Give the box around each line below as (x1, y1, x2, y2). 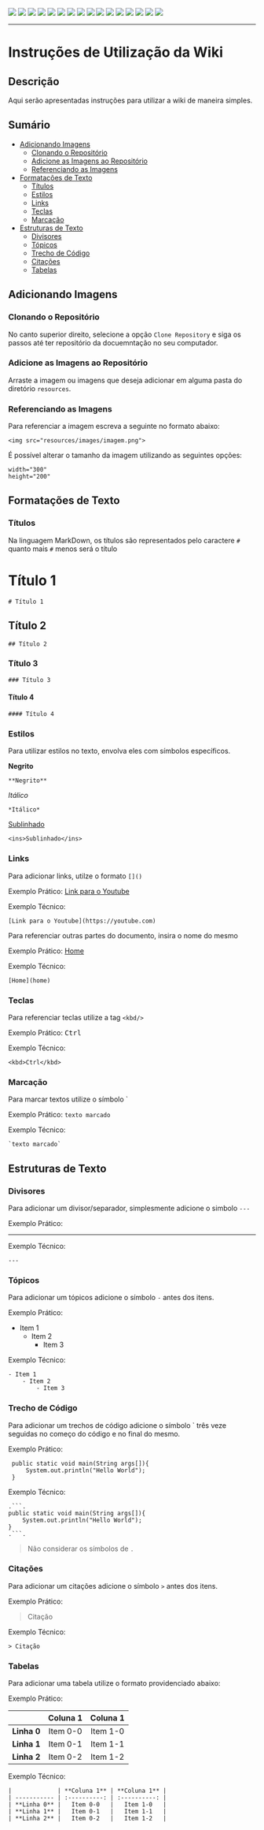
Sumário (8, 118, 51, 132)
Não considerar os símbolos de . (27, 1544, 134, 1553)
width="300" (8, 466, 47, 474)
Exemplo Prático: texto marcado (8, 1110, 111, 1120)
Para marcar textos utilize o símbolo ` (8, 1094, 128, 1104)
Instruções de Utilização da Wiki (8, 43, 224, 61)
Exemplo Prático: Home (8, 946, 85, 956)
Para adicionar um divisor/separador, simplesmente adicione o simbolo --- (8, 1203, 251, 1213)
